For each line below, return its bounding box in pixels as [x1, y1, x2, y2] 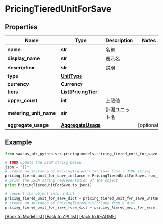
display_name [7, 55, 40, 62]
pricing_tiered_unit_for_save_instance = [5, 173, 90, 178]
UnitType [60, 73, 82, 79]
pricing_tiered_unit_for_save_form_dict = [5, 205, 92, 210]
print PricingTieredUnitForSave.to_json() [5, 183, 92, 188]
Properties [5, 23, 38, 31]
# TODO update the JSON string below [5, 160, 81, 165]
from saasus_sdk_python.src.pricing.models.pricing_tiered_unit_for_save [5, 151, 158, 156]
